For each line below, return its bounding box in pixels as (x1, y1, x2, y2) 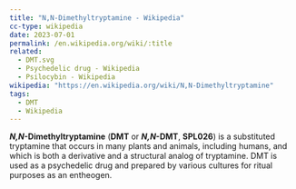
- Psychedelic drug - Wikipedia (17, 65, 141, 74)
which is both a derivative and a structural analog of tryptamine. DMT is (9, 151, 278, 162)
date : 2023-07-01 (9, 30, 75, 39)
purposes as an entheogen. (9, 170, 113, 181)
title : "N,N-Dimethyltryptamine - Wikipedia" (9, 13, 184, 23)
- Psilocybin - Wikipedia (17, 73, 116, 82)
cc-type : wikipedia (9, 22, 84, 31)
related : (9, 47, 43, 56)
